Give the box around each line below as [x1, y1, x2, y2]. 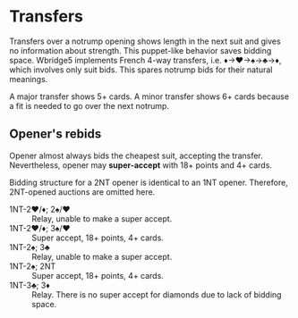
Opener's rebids [9, 127, 102, 142]
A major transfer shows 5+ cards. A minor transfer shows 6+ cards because [9, 91, 289, 102]
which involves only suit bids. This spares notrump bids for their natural [9, 64, 273, 75]
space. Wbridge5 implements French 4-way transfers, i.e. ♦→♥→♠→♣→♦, [9, 54, 282, 65]
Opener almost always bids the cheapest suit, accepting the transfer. [9, 150, 264, 161]
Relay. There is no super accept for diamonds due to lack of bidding [31, 289, 282, 300]
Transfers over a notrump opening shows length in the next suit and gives [9, 36, 281, 46]
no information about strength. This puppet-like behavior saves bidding [9, 45, 272, 55]
